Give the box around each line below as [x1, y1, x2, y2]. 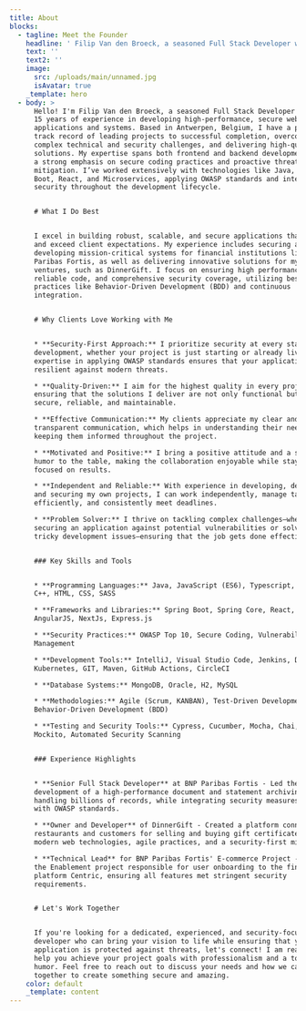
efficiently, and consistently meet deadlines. [33, 498, 219, 508]
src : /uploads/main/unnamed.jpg [33, 73, 157, 82]
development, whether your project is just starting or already [33, 348, 283, 357]
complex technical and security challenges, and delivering [33, 140, 267, 149]
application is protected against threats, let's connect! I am [33, 945, 283, 955]
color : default [25, 979, 84, 988]
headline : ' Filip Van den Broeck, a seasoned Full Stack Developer [25, 38, 291, 48]
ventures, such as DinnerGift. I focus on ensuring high [33, 265, 255, 274]
